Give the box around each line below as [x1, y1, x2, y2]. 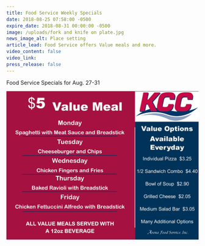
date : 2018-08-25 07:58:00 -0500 [6, 16, 92, 23]
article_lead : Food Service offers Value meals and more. [6, 42, 157, 48]
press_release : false [6, 61, 62, 67]
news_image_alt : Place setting [6, 35, 86, 42]
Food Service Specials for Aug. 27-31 [6, 79, 100, 86]
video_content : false [6, 49, 62, 55]
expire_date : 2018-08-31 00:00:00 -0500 [6, 23, 111, 29]
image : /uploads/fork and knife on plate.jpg [6, 29, 124, 35]
